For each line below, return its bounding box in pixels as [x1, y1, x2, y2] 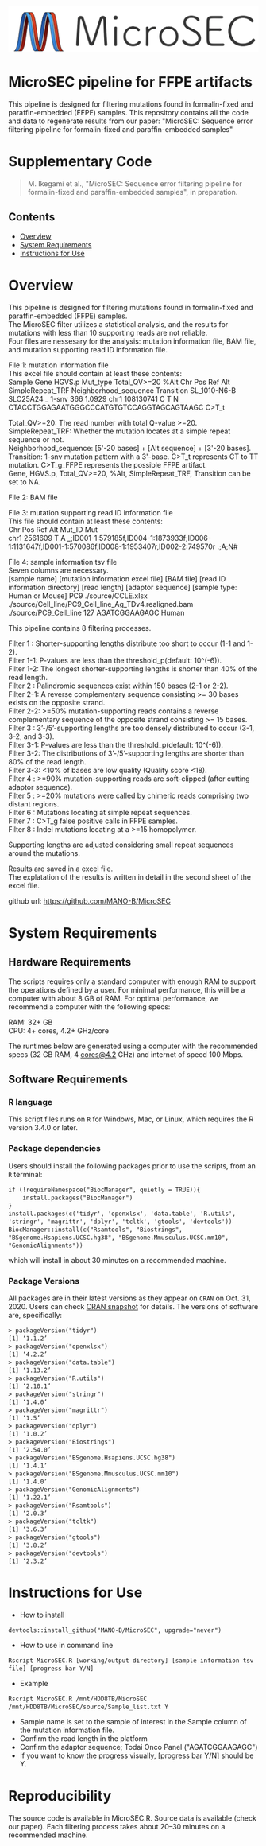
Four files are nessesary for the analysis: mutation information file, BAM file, [8, 336, 256, 346]
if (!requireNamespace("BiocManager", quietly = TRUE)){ [8, 1186, 201, 1194]
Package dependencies [8, 1143, 101, 1154]
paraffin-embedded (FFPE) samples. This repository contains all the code [8, 107, 249, 117]
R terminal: [8, 1169, 43, 1179]
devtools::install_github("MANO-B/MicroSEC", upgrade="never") [8, 1626, 222, 1634]
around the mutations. [8, 848, 81, 857]
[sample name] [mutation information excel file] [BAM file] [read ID [8, 573, 226, 583]
